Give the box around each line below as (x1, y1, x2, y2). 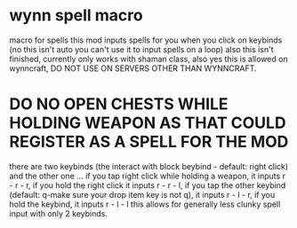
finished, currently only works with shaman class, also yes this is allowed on (9, 53, 288, 64)
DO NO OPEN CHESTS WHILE (9, 94, 229, 114)
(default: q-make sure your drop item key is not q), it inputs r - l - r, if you (9, 189, 276, 200)
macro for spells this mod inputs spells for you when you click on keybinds (9, 35, 283, 45)
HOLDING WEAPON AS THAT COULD (9, 113, 286, 133)
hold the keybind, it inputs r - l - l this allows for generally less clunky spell (9, 199, 281, 209)
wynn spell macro (9, 5, 144, 26)
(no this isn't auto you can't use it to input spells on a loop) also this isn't (9, 43, 274, 54)
